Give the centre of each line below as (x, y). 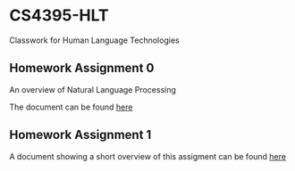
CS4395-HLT (59, 16)
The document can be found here (71, 107)
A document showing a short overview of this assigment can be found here (147, 156)
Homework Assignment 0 (82, 68)
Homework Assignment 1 (80, 135)
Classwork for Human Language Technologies (95, 40)
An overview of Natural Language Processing (93, 89)
